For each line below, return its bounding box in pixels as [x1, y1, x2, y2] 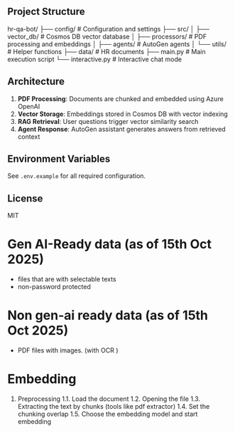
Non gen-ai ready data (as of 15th [7, 308, 208, 323]
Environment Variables [7, 153, 111, 165]
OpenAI [17, 102, 40, 110]
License [7, 192, 43, 204]
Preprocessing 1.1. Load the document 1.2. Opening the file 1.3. [17, 395, 201, 403]
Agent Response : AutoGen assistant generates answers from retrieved [17, 125, 226, 133]
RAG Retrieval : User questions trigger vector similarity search [17, 117, 199, 125]
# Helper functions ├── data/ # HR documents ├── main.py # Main [7, 47, 206, 56]
